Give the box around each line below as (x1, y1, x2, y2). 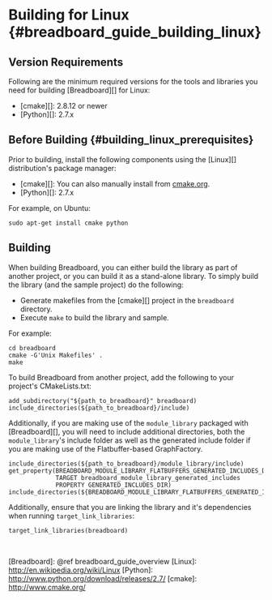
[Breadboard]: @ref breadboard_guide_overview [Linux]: (8, 556, 197, 566)
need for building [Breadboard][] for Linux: (8, 85, 151, 95)
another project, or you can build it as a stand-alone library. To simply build (8, 271, 259, 281)
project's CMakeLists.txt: (8, 381, 91, 391)
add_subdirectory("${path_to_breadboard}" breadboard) (8, 396, 198, 405)
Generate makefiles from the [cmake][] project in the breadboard (19, 295, 235, 305)
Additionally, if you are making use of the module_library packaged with (8, 418, 249, 427)
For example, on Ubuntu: (8, 203, 91, 212)
